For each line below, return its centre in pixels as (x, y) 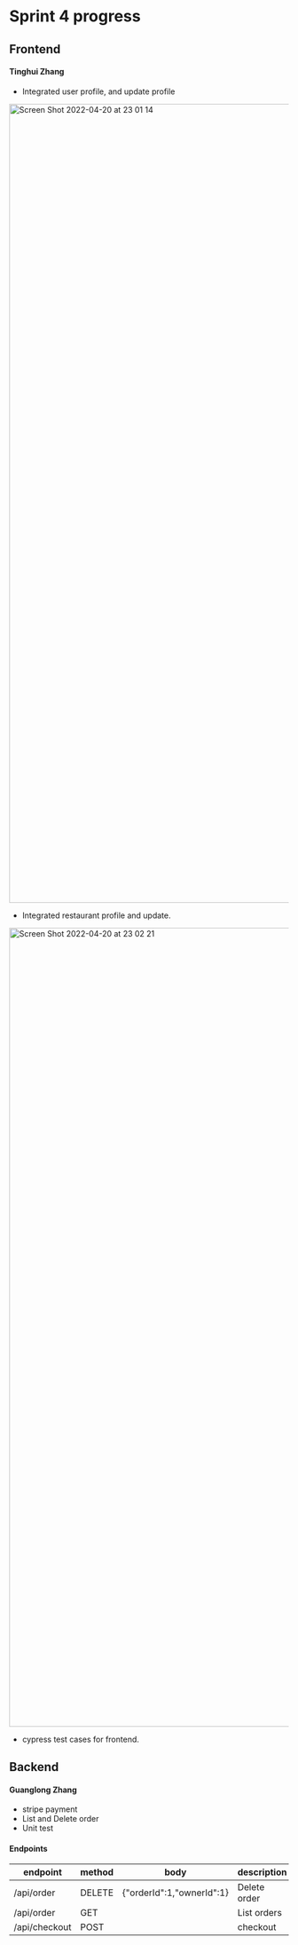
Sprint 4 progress (75, 16)
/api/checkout (43, 1926)
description (262, 1872)
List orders (259, 1912)
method (96, 1872)
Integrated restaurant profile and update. (96, 915)
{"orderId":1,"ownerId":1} (175, 1893)
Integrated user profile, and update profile (98, 91)
